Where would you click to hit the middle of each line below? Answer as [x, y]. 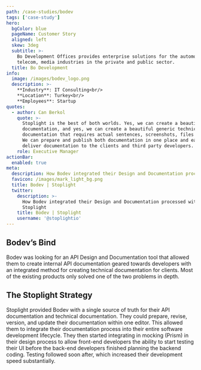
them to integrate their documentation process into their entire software [95, 329]
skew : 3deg [25, 46]
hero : [13, 23]
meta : [13, 168]
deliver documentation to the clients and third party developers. [108, 146]
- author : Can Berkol [39, 112]
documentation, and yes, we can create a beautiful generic [98, 129]
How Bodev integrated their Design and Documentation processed [104, 202]
